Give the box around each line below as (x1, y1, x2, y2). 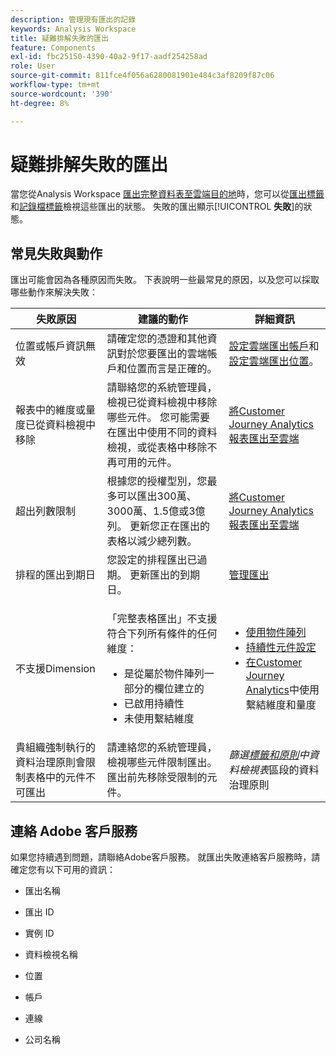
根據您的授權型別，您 (106, 474, 208, 488)
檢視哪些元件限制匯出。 (106, 756, 218, 770)
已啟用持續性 (123, 697, 185, 711)
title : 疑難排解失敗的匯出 (10, 33, 110, 43)
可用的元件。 (116, 456, 178, 470)
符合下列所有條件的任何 (106, 627, 218, 641)
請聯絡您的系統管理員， (106, 381, 218, 395)
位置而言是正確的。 (126, 362, 218, 376)
